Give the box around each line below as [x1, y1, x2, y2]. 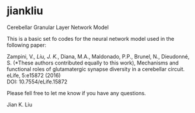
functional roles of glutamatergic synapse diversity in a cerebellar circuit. [7, 65, 185, 72]
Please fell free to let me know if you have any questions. [7, 89, 146, 96]
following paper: [7, 41, 47, 49]
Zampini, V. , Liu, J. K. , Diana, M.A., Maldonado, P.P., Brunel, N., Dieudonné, [7, 53, 190, 60]
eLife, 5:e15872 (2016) [7, 72, 61, 79]
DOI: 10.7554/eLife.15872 [7, 78, 68, 85]
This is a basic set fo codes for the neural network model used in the [7, 35, 174, 42]
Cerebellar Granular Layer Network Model [7, 24, 109, 31]
